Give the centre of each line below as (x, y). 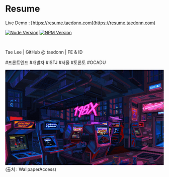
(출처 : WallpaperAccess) (31, 169)
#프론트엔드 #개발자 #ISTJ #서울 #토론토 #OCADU (56, 62)
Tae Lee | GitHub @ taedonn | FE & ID (44, 52)
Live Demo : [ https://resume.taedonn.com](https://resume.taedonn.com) (80, 23)
